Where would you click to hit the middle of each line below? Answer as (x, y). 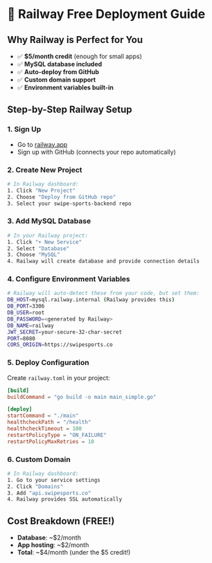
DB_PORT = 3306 (26, 306)
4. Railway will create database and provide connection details (103, 261)
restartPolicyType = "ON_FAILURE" (57, 435)
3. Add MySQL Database (49, 221)
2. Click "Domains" (35, 486)
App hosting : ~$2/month (53, 545)
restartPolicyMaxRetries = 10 (51, 441)
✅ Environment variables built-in (65, 87)
